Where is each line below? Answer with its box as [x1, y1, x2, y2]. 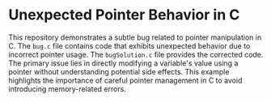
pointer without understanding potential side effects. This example [8, 66, 230, 76]
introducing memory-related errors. [8, 83, 127, 94]
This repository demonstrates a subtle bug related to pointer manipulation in [8, 32, 262, 42]
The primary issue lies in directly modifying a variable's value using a [8, 58, 239, 68]
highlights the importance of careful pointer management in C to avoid [8, 75, 243, 85]
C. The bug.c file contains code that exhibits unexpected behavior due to [8, 40, 251, 50]
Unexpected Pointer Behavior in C [8, 6, 240, 24]
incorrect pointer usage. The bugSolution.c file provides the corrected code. [8, 49, 264, 59]
